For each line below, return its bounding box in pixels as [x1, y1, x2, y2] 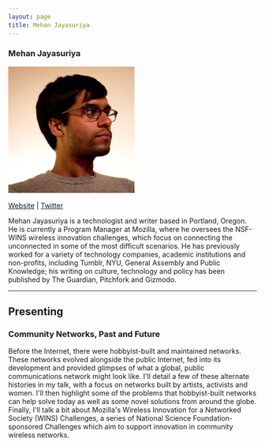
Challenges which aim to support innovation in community [44, 422, 234, 432]
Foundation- [192, 414, 233, 423]
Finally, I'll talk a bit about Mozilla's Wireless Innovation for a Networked [8, 405, 242, 414]
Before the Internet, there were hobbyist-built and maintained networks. [8, 347, 242, 356]
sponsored [8, 422, 43, 432]
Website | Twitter [8, 201, 64, 210]
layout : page [8, 13, 51, 21]
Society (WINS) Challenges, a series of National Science [8, 414, 192, 423]
